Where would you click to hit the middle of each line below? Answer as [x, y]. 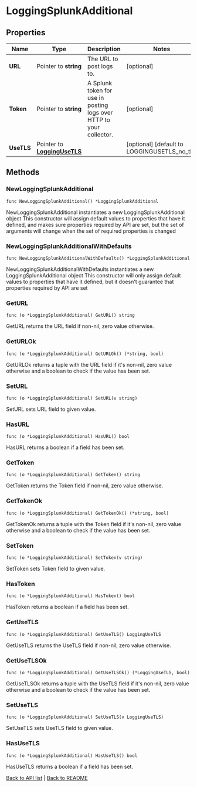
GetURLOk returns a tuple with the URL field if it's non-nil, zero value [89, 364]
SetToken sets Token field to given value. [56, 569]
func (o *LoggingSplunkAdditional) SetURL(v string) [72, 398]
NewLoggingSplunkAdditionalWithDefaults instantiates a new [80, 269]
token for [100, 91]
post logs [100, 66]
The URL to [103, 59]
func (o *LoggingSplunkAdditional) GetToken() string [73, 475]
